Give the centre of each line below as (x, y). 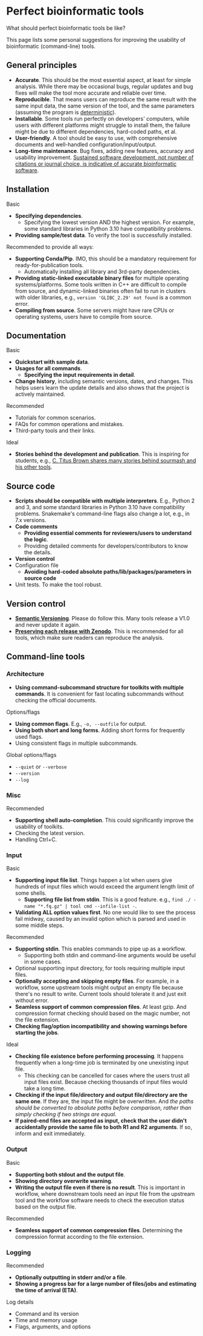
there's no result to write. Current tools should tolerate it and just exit (101, 994)
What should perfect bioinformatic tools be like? (66, 28)
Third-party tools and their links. (55, 431)
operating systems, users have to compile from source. (84, 316)
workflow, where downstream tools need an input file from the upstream (105, 1193)
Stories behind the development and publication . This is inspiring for (102, 454)
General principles (42, 65)
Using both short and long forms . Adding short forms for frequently (100, 730)
